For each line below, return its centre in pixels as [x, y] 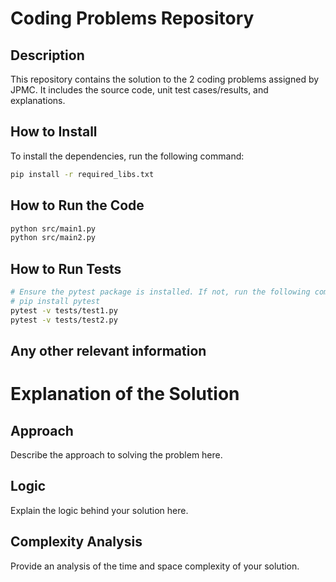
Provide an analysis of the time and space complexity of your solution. [155, 566]
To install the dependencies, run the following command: [127, 156]
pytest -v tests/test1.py [64, 310]
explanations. [38, 100]
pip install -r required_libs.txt [82, 174]
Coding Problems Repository [132, 18]
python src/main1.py [53, 228]
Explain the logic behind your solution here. [99, 510]
